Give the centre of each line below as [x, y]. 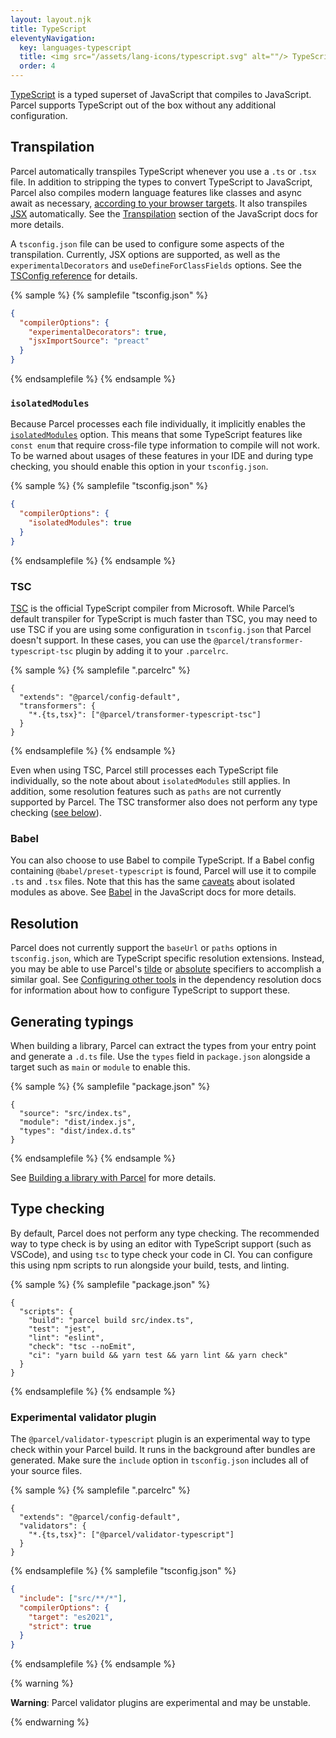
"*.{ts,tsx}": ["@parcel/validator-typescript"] [131, 1535]
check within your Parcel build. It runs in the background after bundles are [163, 1450]
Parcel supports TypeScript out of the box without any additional [143, 105]
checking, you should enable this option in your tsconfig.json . [139, 467]
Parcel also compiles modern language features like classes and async [156, 192]
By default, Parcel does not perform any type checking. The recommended [165, 1233]
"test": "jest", [62, 1329]
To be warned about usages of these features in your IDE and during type [162, 456]
